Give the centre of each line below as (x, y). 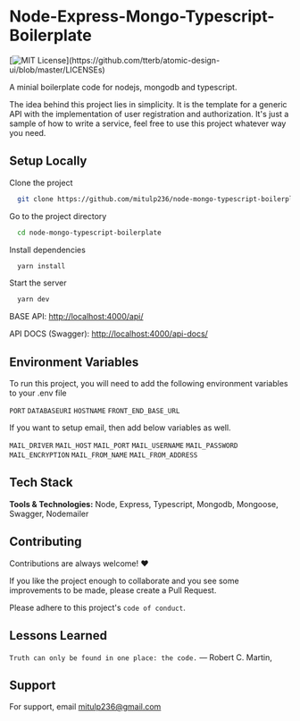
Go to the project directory (58, 216)
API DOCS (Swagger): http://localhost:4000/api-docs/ (108, 334)
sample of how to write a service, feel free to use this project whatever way (148, 123)
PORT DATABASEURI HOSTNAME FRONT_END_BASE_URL (95, 411)
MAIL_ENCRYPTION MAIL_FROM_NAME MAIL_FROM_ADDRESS (104, 455)
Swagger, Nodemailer (49, 513)
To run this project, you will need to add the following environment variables (149, 384)
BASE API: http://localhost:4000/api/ (76, 317)
